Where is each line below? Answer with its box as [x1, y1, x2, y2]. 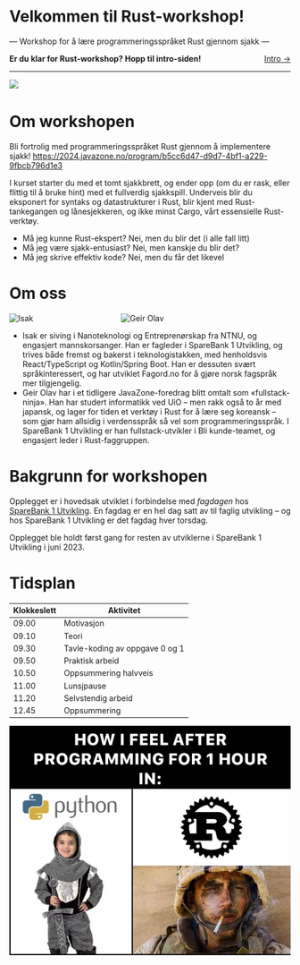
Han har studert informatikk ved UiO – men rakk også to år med [48, 397, 282, 407]
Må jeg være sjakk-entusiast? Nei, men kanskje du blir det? [21, 242, 239, 252]
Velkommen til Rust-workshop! [9, 6, 245, 27]
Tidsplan [9, 573, 76, 593]
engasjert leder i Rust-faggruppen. [21, 434, 150, 445]
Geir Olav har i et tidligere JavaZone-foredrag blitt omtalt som [21, 387, 249, 397]
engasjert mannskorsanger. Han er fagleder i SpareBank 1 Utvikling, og [21, 339, 283, 350]
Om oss [9, 284, 67, 303]
